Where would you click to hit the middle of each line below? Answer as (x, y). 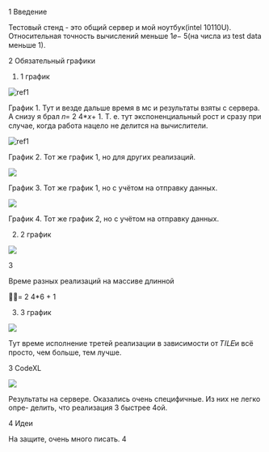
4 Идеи (21, 423)
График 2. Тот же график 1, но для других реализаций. (102, 157)
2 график (36, 235)
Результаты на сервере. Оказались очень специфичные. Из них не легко (134, 399)
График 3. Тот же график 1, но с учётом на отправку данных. (113, 188)
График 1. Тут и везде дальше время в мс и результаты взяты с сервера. (134, 108)
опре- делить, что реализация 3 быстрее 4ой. (88, 407)
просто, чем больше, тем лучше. (65, 352)
